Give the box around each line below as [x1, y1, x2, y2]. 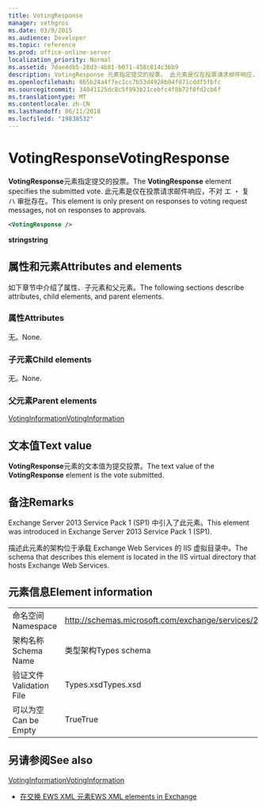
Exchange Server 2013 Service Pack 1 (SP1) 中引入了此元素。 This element [8, 518, 249, 528]
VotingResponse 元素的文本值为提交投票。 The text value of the [8, 461, 215, 471]
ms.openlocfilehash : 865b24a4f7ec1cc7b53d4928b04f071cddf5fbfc [8, 78, 222, 86]
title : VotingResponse [8, 11, 83, 20]
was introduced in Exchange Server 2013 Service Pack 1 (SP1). [8, 527, 212, 537]
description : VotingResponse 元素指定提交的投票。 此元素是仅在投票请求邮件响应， [8, 71, 259, 79]
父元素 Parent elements [8, 395, 97, 406]
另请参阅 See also [8, 753, 93, 767]
